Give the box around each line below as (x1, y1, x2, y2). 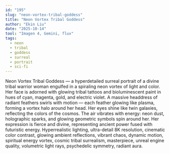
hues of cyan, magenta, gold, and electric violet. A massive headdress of (5, 95, 158, 101)
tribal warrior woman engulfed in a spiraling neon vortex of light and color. (5, 83, 160, 89)
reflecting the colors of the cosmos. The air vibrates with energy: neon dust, (5, 110, 165, 117)
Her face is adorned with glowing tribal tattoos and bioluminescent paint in (5, 89, 161, 95)
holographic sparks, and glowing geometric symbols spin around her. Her (5, 116, 159, 122)
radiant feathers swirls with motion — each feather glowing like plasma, (5, 100, 155, 106)
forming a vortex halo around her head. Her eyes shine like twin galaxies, (5, 105, 158, 111)
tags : (5, 36, 17, 41)
